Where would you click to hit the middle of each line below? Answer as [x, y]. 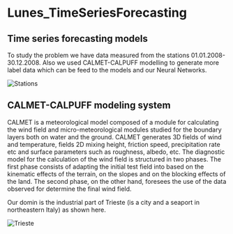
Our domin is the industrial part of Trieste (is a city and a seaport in [104, 202]
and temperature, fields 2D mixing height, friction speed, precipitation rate [114, 144]
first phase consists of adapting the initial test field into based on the [106, 166]
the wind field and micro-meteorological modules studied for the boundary [114, 130]
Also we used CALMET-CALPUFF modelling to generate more [131, 63]
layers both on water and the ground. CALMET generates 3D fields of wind [114, 136]
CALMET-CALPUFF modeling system [89, 106]
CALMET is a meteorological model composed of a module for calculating [113, 122]
